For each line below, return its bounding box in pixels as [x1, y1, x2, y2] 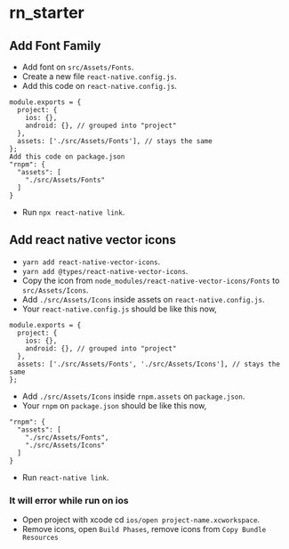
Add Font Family [9, 38, 101, 53]
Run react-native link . [21, 472, 109, 482]
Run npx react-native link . [21, 207, 125, 217]
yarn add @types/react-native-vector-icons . [21, 265, 189, 276]
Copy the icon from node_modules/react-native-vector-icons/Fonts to [21, 275, 280, 286]
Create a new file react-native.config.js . [21, 71, 177, 82]
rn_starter [9, 3, 84, 23]
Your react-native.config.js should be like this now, [21, 303, 218, 314]
